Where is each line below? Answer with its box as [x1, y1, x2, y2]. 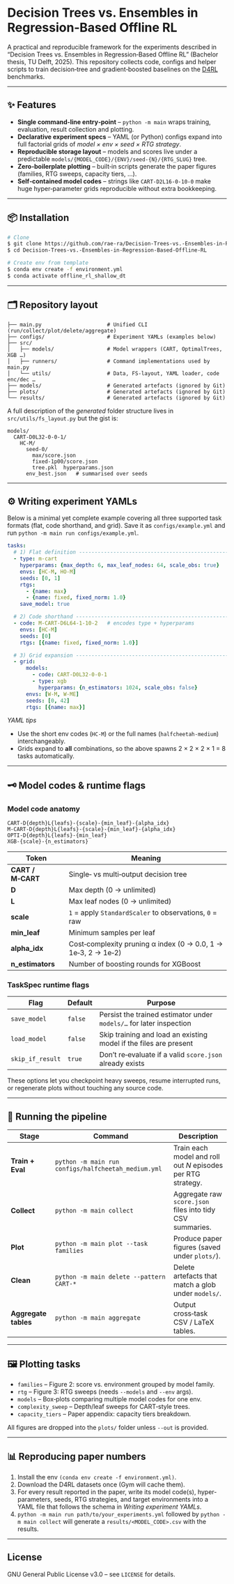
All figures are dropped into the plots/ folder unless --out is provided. [7, 1424, 209, 1432]
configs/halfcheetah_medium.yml [54, 1165, 162, 1173]
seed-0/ [25, 445, 49, 452]
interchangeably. [17, 737, 66, 745]
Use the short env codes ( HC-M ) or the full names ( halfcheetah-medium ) [17, 730, 219, 738]
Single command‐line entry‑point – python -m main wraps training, [17, 117, 211, 126]
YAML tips [7, 716, 37, 724]
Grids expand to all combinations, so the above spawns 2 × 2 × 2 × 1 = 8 [17, 745, 226, 753]
